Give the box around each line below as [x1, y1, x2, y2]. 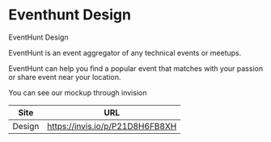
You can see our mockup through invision [8, 87, 147, 98]
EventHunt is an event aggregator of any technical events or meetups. [8, 48, 242, 57]
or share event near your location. [8, 72, 121, 81]
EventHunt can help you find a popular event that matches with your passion [8, 63, 264, 73]
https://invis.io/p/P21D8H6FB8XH [47, 120, 177, 132]
